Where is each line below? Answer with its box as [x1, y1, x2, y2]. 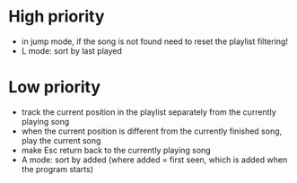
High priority [8, 6, 105, 27]
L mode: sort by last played [21, 45, 123, 56]
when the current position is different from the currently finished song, [21, 126, 283, 136]
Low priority [8, 77, 100, 98]
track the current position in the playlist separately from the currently [21, 106, 277, 118]
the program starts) [21, 163, 94, 174]
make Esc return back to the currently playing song [21, 144, 212, 155]
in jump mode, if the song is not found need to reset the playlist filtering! [21, 36, 289, 47]
